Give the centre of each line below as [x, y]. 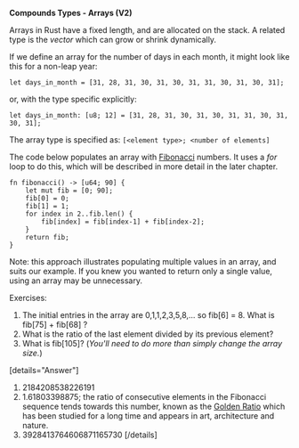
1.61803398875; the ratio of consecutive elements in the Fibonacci [144, 397]
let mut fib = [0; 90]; [69, 191]
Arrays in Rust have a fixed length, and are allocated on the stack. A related [147, 30]
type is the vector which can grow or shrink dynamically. [113, 40]
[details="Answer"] [44, 370]
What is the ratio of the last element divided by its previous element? [148, 334]
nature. [35, 425]
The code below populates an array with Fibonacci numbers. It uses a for [143, 157]
